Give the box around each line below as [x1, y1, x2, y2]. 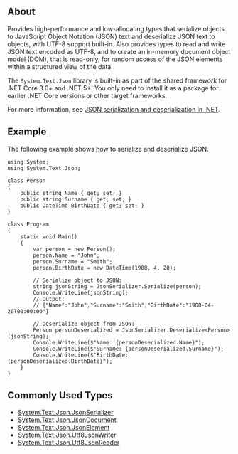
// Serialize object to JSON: [33, 277, 122, 284]
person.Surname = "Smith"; [33, 258, 113, 265]
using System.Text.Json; [7, 164, 81, 171]
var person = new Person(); [33, 246, 116, 253]
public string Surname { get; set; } [20, 196, 132, 203]
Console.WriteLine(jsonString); [33, 289, 129, 296]
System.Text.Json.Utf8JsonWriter [17, 431, 117, 440]
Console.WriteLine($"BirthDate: [33, 352, 129, 359]
